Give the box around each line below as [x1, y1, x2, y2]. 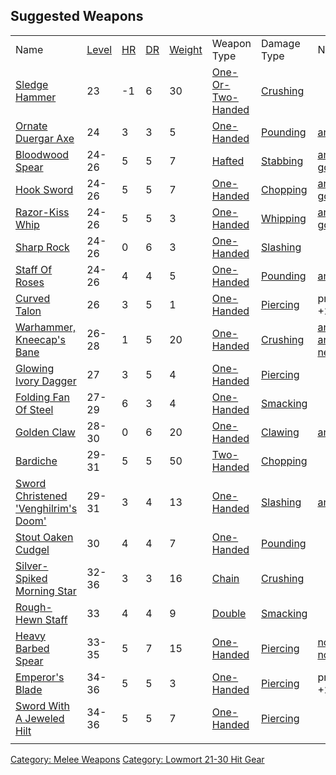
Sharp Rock [15, 240, 70, 254]
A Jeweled [15, 711, 65, 725]
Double [211, 606, 247, 620]
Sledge [15, 77, 49, 91]
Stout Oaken [15, 530, 74, 544]
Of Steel [15, 402, 54, 416]
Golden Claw [15, 425, 76, 439]
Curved [15, 291, 51, 305]
